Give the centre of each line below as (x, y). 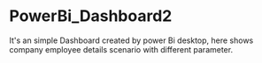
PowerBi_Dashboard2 (91, 16)
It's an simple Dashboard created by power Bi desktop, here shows (131, 40)
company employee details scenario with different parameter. (121, 49)
